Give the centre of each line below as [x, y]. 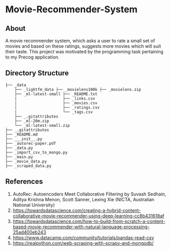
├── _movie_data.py [26, 161]
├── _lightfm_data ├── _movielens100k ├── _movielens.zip [78, 89]
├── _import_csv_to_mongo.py [36, 152]
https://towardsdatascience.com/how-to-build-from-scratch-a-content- [89, 221]
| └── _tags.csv [54, 112]
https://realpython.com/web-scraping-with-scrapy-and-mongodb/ [83, 243]
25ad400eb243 [29, 232]
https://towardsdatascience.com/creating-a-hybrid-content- [77, 210]
